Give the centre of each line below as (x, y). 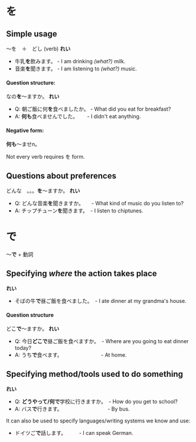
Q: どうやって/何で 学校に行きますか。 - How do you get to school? (96, 401)
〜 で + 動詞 (20, 254)
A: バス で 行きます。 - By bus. (72, 409)
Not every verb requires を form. (46, 157)
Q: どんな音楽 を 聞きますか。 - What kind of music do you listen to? (99, 204)
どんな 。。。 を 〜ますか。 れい (43, 191)
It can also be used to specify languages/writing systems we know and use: (98, 421)
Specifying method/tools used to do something (95, 374)
